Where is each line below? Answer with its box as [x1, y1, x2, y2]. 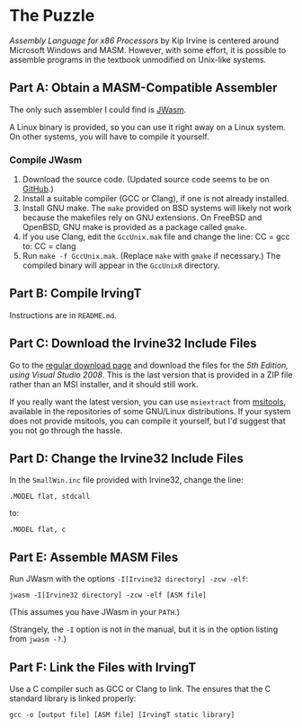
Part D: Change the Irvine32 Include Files [9, 451, 244, 466]
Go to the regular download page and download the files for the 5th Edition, [9, 360, 289, 370]
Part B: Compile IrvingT [9, 286, 142, 301]
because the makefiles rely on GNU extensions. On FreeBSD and [22, 212, 262, 223]
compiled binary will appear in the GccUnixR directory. [22, 260, 220, 271]
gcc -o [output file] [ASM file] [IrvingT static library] [9, 711, 235, 720]
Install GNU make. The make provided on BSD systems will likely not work [22, 203, 292, 214]
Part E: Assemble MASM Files [9, 549, 179, 564]
